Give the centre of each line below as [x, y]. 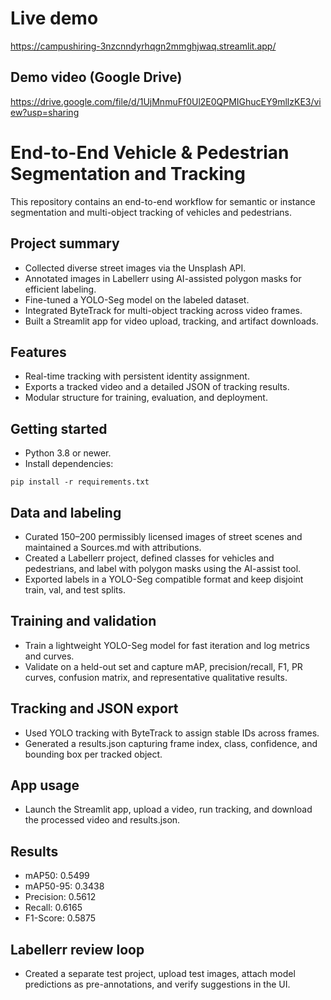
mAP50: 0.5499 [57, 876]
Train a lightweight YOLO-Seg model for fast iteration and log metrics [167, 645]
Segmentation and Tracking [128, 173]
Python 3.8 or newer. [68, 453]
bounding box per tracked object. [93, 754]
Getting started [59, 428]
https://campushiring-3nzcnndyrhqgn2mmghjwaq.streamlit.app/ [143, 46]
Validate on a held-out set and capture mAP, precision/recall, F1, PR [163, 666]
